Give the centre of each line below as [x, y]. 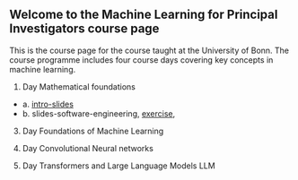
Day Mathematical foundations [79, 86]
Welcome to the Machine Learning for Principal [144, 15]
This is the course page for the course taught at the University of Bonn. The [149, 50]
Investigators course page [84, 29]
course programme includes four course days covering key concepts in [141, 60]
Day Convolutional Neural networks [88, 148]
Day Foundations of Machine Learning [93, 131]
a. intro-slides [48, 104]
